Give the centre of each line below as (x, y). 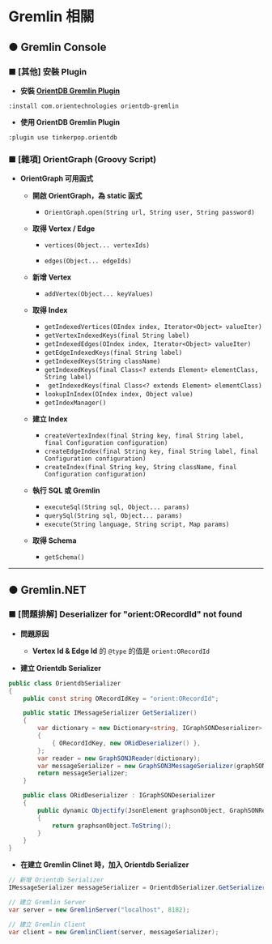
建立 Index (50, 419)
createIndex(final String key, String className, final (140, 468)
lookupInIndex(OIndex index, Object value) (119, 395)
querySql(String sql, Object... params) (113, 516)
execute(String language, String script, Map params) (137, 525)
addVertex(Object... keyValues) (99, 294)
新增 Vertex (51, 277)
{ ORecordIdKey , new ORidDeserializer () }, (126, 743)
